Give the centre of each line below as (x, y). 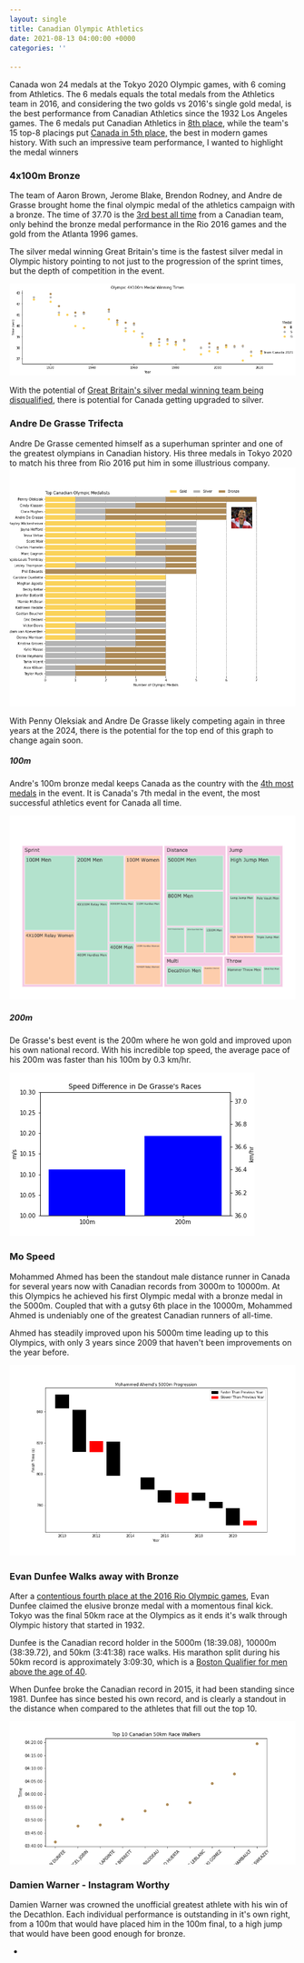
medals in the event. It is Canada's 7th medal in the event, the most (135, 793)
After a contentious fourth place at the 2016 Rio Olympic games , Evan (139, 1597)
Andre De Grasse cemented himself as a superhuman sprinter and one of (146, 443)
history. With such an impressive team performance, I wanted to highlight (146, 143)
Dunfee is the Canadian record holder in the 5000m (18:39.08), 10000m (143, 1643)
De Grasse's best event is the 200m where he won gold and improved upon (151, 1040)
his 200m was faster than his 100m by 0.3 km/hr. (101, 1060)
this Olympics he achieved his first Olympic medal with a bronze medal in (146, 1296)
